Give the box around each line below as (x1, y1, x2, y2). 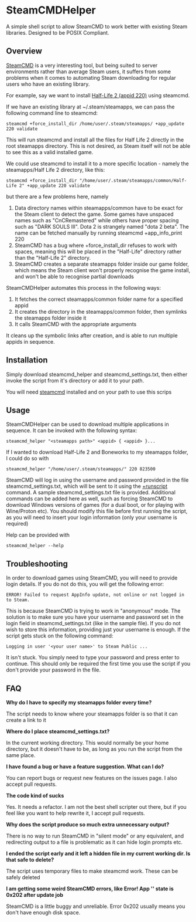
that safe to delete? (6, 856, 54, 863)
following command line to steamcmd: (6, 109, 98, 116)
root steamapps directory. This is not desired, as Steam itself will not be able (6, 142, 191, 150)
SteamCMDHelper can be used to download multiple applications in (6, 421, 170, 428)
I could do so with (6, 455, 49, 462)
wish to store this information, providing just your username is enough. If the (6, 626, 190, 633)
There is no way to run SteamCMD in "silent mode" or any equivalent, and (6, 832, 184, 839)
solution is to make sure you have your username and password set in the (6, 613, 184, 621)
